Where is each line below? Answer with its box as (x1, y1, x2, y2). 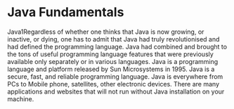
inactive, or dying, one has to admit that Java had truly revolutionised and (7, 34, 220, 43)
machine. (7, 94, 34, 103)
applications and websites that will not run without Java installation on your (7, 87, 225, 96)
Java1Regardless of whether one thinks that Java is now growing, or (7, 27, 204, 36)
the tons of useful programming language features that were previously (7, 50, 214, 58)
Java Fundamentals (7, 4, 124, 20)
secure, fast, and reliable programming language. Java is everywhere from (7, 72, 223, 81)
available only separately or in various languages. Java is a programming (7, 57, 219, 65)
